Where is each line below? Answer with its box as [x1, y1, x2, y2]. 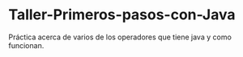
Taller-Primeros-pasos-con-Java [8, 6, 237, 24]
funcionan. [8, 40, 45, 50]
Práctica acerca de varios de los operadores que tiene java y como [8, 32, 232, 42]
